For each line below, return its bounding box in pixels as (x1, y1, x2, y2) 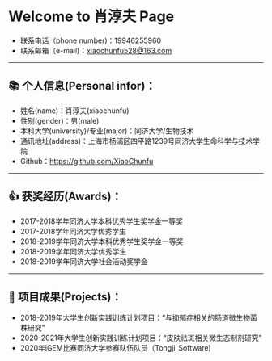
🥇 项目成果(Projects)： (8, 290, 122, 304)
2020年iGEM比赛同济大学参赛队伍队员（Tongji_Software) (19, 343, 212, 353)
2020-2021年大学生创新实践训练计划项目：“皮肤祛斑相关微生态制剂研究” (19, 333, 262, 343)
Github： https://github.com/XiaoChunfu (19, 156, 154, 166)
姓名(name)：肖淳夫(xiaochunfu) (19, 106, 130, 115)
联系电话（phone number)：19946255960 (19, 36, 162, 45)
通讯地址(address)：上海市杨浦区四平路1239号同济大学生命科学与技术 (19, 136, 253, 145)
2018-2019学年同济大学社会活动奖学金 (19, 256, 148, 267)
